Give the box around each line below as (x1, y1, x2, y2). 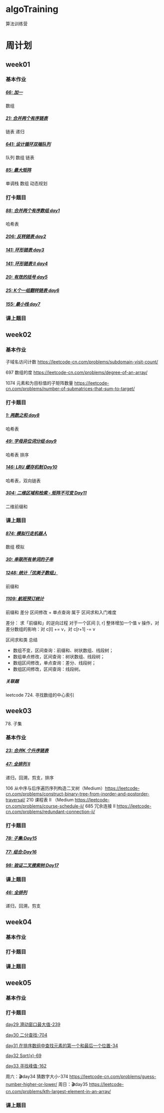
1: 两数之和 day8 (5, 412, 40, 418)
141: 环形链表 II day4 (5, 261, 48, 267)
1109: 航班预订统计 (5, 595, 44, 602)
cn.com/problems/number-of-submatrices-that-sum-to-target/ (5, 385, 135, 391)
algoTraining (5, 3, 59, 15)
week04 (5, 917, 32, 926)
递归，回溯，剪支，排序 (5, 775, 54, 781)
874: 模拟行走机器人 (5, 531, 47, 537)
